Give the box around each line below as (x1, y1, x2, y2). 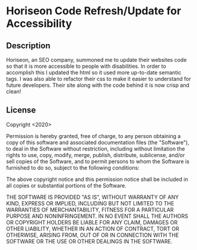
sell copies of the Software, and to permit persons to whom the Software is (6, 158, 190, 165)
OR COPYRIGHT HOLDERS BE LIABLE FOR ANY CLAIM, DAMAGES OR (6, 218, 178, 226)
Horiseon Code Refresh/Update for (6, 4, 182, 18)
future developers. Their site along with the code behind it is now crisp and (6, 82, 190, 89)
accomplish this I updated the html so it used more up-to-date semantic (6, 69, 182, 76)
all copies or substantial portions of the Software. (6, 182, 126, 189)
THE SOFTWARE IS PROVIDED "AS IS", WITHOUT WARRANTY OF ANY (6, 193, 179, 201)
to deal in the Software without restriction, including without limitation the (6, 145, 185, 152)
